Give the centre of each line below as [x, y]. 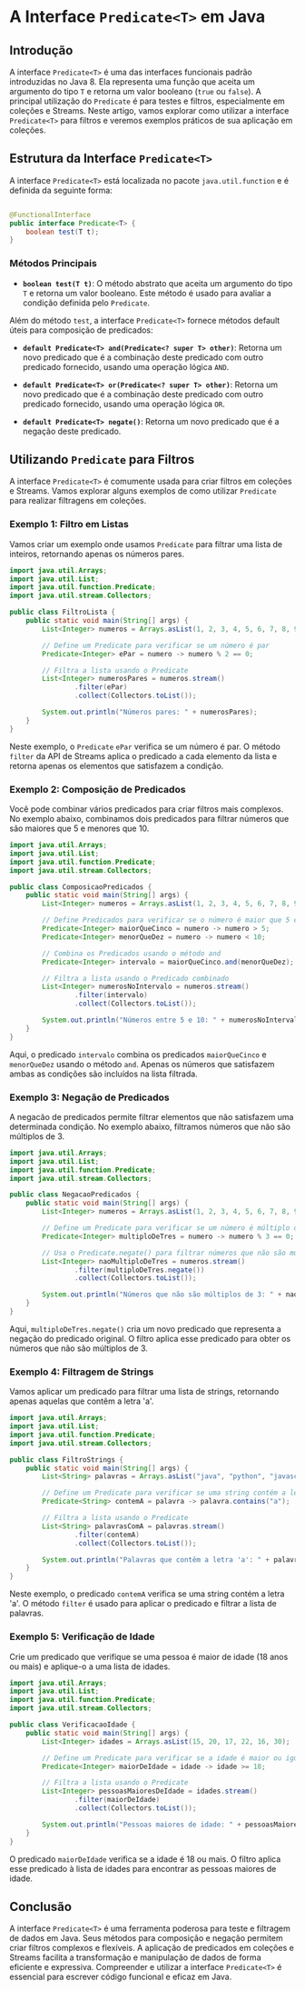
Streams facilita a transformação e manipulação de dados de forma [135, 1957]
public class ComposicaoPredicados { [81, 887]
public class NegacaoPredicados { [75, 1195]
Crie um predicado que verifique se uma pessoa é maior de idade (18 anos [149, 1656]
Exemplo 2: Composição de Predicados [98, 789]
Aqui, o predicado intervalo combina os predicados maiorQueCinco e [138, 1054]
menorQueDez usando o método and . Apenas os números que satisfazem [142, 1064]
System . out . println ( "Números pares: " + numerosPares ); [150, 712]
